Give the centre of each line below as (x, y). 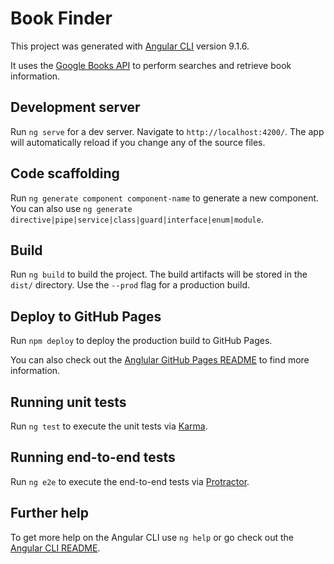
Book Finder (61, 18)
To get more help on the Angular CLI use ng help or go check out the (152, 537)
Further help (50, 513)
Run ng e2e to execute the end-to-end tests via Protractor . (130, 481)
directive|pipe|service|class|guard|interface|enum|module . (137, 219)
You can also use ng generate (71, 208)
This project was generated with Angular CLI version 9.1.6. (130, 46)
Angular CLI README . (55, 548)
